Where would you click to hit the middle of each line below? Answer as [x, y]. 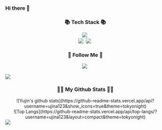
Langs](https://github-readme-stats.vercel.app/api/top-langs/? [91, 111]
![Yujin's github [32, 100]
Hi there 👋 [18, 8]
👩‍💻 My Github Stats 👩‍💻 [85, 90]
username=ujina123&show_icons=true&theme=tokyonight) [85, 106]
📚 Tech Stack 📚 [85, 22]
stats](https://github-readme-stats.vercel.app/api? [102, 100]
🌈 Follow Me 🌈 [85, 55]
